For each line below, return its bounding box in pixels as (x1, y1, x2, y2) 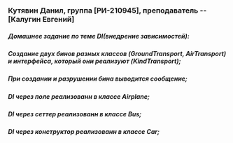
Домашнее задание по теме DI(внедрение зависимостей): (8, 32, 190, 40)
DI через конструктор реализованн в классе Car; (8, 128, 160, 136)
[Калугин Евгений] (8, 14, 75, 24)
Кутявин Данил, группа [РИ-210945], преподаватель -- (8, 6, 207, 15)
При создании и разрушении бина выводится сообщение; (8, 74, 188, 83)
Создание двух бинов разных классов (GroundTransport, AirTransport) (8, 49, 227, 57)
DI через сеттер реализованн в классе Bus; (8, 110, 142, 118)
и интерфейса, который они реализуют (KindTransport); (8, 57, 181, 65)
